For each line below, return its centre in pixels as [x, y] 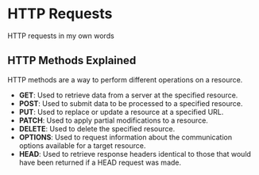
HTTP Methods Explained [72, 61]
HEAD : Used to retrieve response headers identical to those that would [135, 154]
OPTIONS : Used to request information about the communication [125, 137]
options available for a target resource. [82, 145]
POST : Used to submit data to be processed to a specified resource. [131, 103]
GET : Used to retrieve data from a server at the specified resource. [128, 95]
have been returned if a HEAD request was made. [100, 162]
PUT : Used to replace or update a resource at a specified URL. [121, 112]
